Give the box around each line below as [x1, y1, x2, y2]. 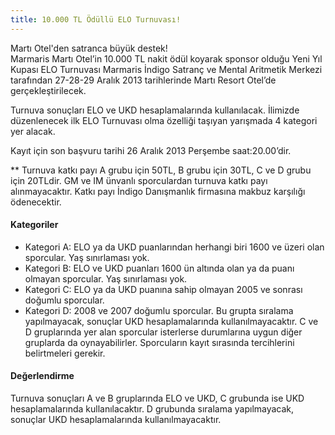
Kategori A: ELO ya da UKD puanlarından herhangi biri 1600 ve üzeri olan [24, 241, 325, 253]
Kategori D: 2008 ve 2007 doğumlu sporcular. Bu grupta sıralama [24, 304, 294, 316]
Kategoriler [10, 219, 59, 231]
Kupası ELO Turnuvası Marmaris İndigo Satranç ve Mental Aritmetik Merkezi [10, 63, 323, 75]
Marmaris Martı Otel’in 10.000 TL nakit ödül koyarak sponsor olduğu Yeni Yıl [10, 52, 323, 65]
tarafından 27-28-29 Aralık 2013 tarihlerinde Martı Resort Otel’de [10, 74, 277, 86]
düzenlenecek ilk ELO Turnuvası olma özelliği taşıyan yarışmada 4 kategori [10, 114, 318, 126]
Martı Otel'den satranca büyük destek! [10, 42, 168, 54]
